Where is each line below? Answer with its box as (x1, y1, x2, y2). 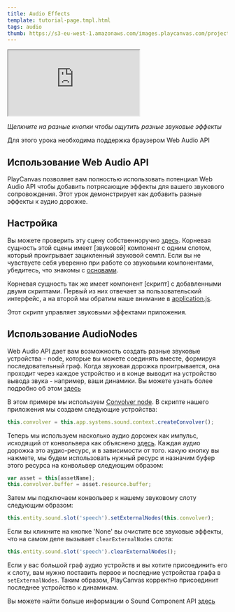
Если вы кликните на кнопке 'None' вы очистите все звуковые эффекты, (7, 527, 224, 536)
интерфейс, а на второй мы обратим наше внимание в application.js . (7, 294, 212, 302)
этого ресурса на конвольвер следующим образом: (7, 461, 164, 469)
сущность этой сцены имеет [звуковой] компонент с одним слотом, (7, 243, 212, 252)
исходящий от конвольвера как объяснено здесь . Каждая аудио (7, 438, 201, 447)
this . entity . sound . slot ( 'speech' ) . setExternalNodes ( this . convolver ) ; (7, 515, 215, 522)
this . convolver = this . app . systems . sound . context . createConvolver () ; (7, 418, 215, 426)
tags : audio (7, 23, 42, 30)
